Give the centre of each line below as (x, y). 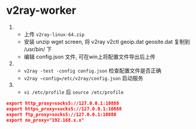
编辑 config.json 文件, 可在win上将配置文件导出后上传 (90, 56)
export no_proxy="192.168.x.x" (45, 120)
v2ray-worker (41, 10)
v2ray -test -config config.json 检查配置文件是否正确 (93, 70)
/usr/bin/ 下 (38, 49)
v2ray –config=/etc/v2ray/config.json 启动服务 (84, 78)
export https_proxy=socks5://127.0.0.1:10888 (64, 109)
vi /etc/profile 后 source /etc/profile (74, 92)
